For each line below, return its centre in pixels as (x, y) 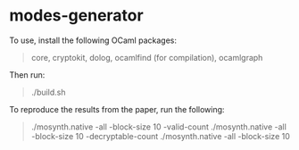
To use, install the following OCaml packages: (93, 40)
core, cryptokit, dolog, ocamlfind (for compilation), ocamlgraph (147, 57)
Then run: (27, 75)
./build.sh (48, 92)
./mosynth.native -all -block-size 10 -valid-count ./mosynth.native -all (159, 127)
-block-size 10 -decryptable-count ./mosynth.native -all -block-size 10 (160, 136)
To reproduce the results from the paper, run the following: (117, 109)
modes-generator (77, 16)
